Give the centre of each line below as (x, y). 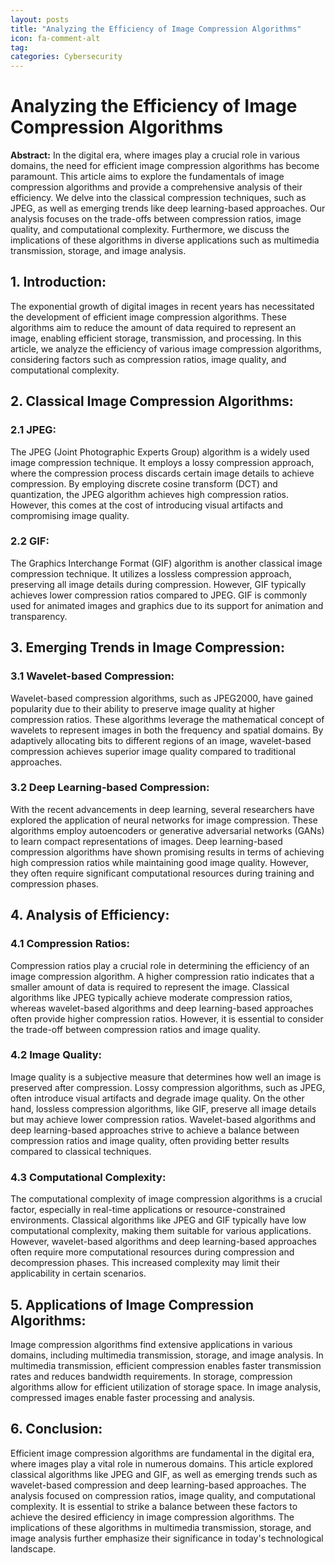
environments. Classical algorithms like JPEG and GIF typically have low (158, 1220)
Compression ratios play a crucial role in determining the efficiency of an (160, 965)
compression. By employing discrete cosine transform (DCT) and (144, 483)
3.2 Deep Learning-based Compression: (110, 788)
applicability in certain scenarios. (78, 1273)
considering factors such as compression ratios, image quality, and (148, 359)
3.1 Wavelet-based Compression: (92, 676)
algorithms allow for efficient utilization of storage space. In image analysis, (166, 1387)
